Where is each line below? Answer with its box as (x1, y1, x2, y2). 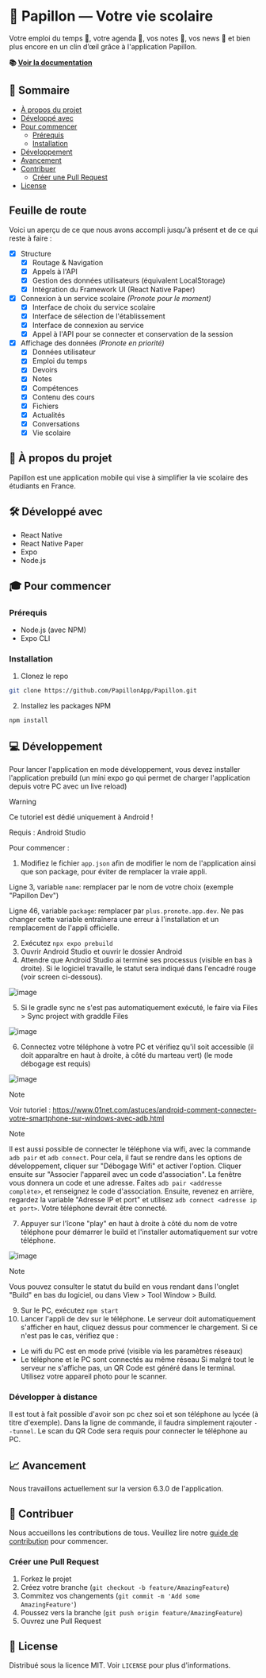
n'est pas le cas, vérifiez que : (20, 1331, 119, 1340)
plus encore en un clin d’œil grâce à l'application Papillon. (9, 41, 197, 51)
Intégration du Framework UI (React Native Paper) (32, 284, 196, 294)
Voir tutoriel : (9, 1105, 51, 1115)
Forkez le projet (20, 1574, 72, 1583)
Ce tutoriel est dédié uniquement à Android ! (9, 812, 154, 822)
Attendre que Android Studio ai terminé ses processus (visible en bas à (20, 955, 253, 965)
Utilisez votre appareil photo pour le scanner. (20, 1371, 168, 1381)
